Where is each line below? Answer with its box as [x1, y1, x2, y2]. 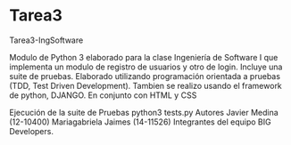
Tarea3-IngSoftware [9, 35, 84, 45]
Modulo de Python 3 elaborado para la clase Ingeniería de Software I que [9, 52, 279, 62]
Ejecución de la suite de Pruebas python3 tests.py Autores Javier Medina [9, 107, 279, 117]
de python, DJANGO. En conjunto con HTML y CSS [9, 90, 197, 101]
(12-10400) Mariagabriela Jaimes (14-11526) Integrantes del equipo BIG [9, 117, 271, 127]
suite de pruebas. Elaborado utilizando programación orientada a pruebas [9, 70, 281, 81]
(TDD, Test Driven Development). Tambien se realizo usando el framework [9, 80, 283, 91]
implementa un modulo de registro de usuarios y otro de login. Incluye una [9, 61, 283, 72]
